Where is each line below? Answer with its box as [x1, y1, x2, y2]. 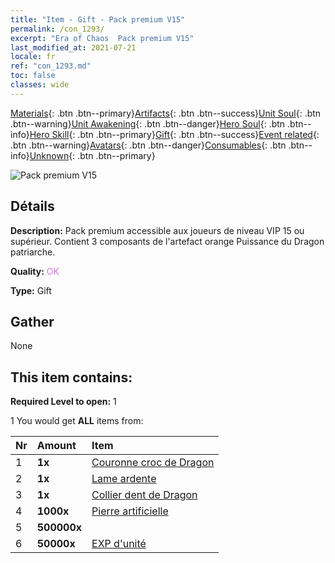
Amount [36, 439, 77, 453]
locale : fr [10, 52, 56, 62]
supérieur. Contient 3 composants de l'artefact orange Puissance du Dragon [10, 235, 325, 247]
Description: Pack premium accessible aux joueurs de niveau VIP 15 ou [10, 224, 305, 236]
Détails [10, 198, 55, 215]
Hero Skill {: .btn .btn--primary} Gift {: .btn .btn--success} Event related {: [29, 128, 320, 140]
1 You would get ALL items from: [10, 415, 144, 427]
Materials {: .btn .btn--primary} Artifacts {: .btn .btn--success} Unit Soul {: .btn [10, 107, 322, 119]
